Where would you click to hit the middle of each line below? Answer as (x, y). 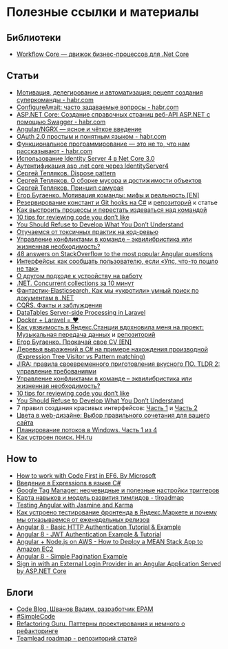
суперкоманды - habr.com (55, 99)
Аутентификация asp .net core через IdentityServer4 (93, 166)
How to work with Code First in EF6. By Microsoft (86, 475)
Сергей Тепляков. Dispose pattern (66, 173)
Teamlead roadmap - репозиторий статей (76, 639)
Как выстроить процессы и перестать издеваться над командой (112, 210)
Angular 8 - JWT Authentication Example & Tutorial (89, 534)
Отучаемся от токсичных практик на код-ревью (87, 231)
